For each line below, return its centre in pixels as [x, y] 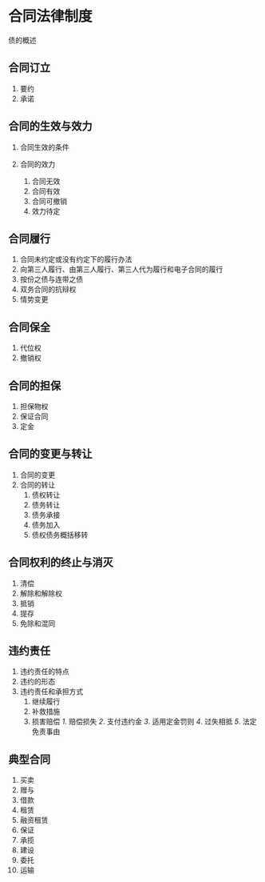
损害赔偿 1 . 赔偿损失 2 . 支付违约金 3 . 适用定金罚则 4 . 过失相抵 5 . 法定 [144, 722]
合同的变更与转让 [50, 454]
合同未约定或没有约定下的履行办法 [76, 259]
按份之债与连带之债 [51, 279]
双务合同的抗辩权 [48, 290]
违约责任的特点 [44, 672]
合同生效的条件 [44, 147]
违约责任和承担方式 [51, 692]
